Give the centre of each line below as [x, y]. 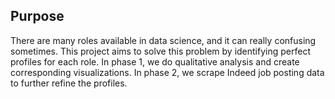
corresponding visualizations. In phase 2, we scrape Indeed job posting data [167, 72]
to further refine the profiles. [69, 83]
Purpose [37, 16]
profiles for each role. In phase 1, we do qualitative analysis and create [155, 61]
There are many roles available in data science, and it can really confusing [163, 40]
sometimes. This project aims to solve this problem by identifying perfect [160, 51]
